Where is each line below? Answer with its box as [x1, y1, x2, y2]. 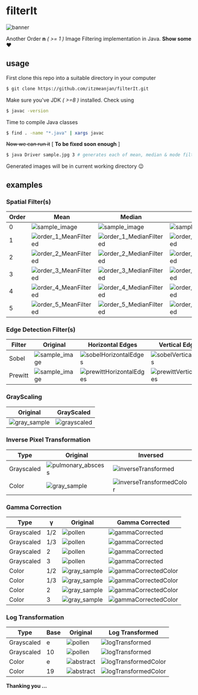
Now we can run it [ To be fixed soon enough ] [6, 141, 120, 148]
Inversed [138, 451, 164, 459]
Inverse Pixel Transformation [6, 436, 91, 444]
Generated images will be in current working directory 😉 [6, 163, 144, 170]
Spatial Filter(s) [6, 197, 51, 206]
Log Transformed [108, 628, 159, 636]
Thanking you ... [6, 683, 47, 690]
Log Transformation [6, 613, 64, 622]
